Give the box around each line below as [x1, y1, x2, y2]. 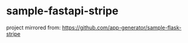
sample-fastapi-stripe [6, 4, 119, 18]
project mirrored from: [6, 24, 61, 31]
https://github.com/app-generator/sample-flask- [62, 24, 181, 31]
